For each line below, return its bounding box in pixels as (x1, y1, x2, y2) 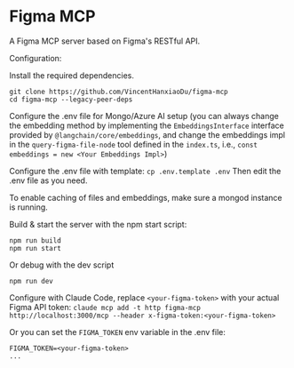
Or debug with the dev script (9, 260, 115, 270)
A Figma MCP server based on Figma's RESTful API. (9, 36, 201, 46)
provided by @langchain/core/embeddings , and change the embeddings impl (9, 129, 286, 140)
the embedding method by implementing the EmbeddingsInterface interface (9, 120, 284, 131)
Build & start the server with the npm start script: (9, 219, 187, 229)
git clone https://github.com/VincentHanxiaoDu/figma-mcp (9, 87, 228, 96)
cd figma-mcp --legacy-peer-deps (9, 95, 133, 104)
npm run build (9, 236, 62, 245)
